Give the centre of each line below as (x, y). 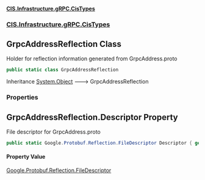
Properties (22, 98)
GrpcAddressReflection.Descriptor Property (92, 117)
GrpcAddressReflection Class (64, 44)
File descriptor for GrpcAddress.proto (53, 132)
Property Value (26, 157)
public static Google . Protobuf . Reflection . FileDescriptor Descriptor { (99, 143)
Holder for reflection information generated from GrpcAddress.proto (92, 59)
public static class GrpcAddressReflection (63, 70)
